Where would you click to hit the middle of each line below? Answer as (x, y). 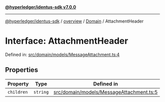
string (41, 92)
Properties (22, 70)
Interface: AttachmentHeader (67, 41)
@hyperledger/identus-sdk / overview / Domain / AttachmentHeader (74, 21)
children (18, 92)
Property (18, 84)
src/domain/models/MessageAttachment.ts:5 (106, 92)
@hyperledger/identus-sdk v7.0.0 (41, 7)
